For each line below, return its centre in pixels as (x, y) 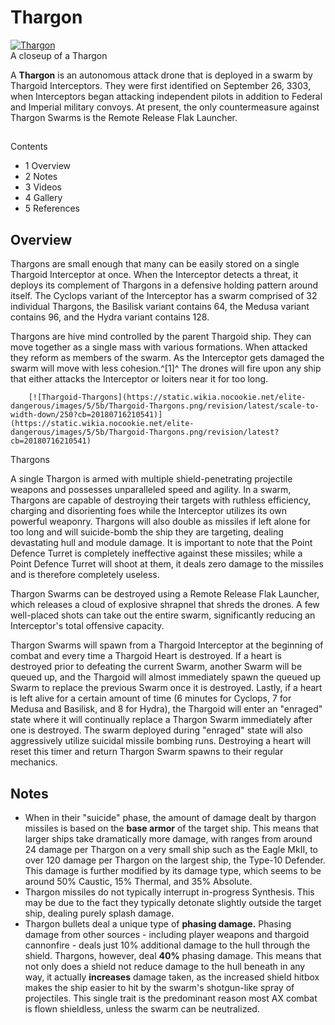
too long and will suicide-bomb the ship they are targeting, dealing (147, 532)
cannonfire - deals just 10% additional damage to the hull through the (167, 945)
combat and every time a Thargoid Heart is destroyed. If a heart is (146, 656)
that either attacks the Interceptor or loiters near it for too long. (139, 379)
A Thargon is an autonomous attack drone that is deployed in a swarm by (161, 75)
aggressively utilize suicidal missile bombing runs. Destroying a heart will (161, 741)
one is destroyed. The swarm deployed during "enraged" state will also (156, 730)
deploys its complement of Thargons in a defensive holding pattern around (164, 285)
